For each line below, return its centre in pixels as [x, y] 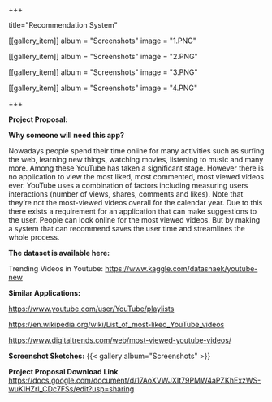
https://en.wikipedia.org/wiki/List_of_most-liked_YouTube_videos [117, 324]
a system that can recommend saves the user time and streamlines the [127, 229]
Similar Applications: [45, 293]
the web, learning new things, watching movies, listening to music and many [136, 160]
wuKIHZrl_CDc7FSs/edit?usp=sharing [71, 389]
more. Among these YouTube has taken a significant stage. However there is [136, 168]
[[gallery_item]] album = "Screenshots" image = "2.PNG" [103, 56]
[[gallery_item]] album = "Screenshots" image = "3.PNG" [103, 72]
